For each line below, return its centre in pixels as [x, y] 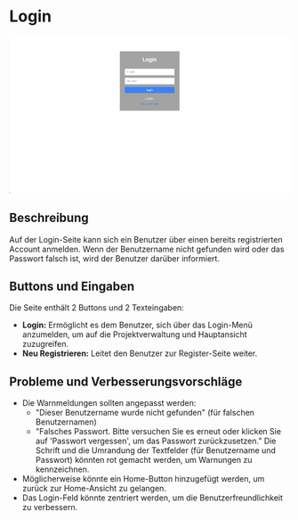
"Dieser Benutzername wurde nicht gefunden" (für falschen [145, 413]
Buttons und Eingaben [72, 286]
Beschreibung [49, 218]
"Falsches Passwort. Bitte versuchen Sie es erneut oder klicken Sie [158, 432]
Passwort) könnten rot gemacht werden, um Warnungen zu [144, 460]
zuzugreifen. [45, 344]
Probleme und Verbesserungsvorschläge [126, 381]
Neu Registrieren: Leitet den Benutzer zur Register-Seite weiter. [140, 353]
